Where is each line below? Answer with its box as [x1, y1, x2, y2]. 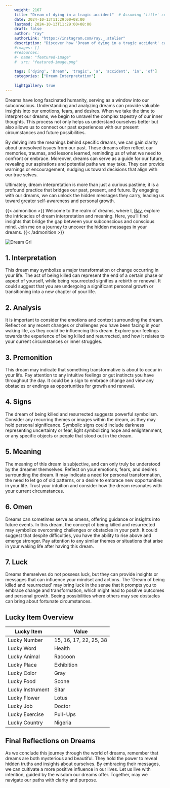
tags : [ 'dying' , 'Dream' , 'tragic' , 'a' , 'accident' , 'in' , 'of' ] [14, 69, 157, 74]
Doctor [54, 703, 71, 710]
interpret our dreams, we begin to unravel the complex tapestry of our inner [5, 113, 163, 119]
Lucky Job [8, 703, 33, 710]
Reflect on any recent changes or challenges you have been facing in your [5, 322, 160, 328]
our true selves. [5, 171, 38, 178]
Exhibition [54, 661, 78, 669]
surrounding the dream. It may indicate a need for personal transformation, [5, 471, 161, 478]
